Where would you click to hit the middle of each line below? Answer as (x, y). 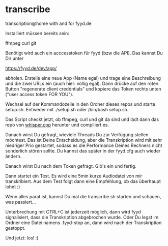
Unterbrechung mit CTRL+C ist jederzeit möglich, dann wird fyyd (73, 211)
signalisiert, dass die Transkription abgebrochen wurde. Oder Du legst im (82, 217)
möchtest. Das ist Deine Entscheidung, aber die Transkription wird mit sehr (84, 140)
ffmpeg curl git (21, 43)
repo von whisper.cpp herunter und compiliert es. (57, 125)
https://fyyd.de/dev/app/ (31, 68)
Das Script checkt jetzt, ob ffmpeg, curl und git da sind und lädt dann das (82, 119)
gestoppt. (15, 228)
